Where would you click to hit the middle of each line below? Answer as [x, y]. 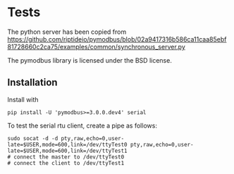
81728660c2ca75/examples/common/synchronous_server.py [96, 46]
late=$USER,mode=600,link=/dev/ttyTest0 [68, 144]
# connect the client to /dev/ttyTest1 [66, 163]
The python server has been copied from [67, 32]
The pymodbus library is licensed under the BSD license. [90, 60]
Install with [23, 99]
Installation [32, 83]
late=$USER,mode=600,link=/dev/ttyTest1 [68, 151]
